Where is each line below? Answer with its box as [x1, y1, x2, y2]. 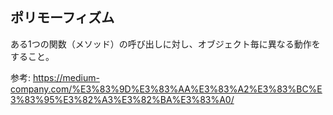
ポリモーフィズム [10, 9, 115, 27]
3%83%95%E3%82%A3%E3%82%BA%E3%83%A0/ [10, 93, 235, 105]
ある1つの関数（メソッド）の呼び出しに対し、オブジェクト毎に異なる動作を [10, 38, 321, 50]
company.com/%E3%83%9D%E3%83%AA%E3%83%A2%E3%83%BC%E [10, 83, 323, 95]
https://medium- [32, 71, 100, 83]
